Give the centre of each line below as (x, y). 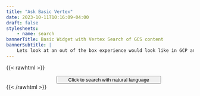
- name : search (36, 34)
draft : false (22, 23)
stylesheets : (22, 28)
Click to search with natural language (109, 80)
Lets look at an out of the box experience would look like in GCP (102, 51)
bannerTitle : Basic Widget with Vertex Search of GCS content (85, 39)
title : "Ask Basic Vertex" (40, 12)
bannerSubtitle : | (29, 45)
